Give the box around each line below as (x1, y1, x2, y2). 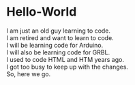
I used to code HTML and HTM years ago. (6, 55, 124, 63)
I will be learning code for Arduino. (6, 41, 104, 49)
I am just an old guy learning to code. (6, 27, 110, 35)
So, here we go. (6, 69, 51, 78)
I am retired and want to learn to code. (6, 33, 114, 41)
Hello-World (6, 4, 77, 20)
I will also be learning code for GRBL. (6, 48, 110, 56)
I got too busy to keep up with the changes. (6, 63, 129, 71)
